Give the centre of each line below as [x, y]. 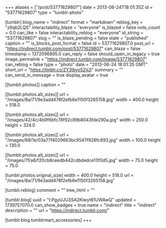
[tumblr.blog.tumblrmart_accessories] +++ [49, 220]
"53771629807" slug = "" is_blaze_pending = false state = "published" [77, 38]
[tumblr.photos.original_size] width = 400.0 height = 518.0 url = [69, 175]
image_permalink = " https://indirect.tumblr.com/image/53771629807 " [76, 59]
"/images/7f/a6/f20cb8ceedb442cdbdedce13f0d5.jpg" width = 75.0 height [82, 160]
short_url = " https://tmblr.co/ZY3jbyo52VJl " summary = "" [64, 70]
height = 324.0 [20, 125]
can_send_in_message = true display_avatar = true [57, 75]
